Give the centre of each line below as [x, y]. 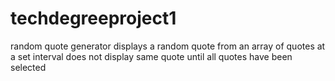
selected [28, 67]
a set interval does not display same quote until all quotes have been [151, 56]
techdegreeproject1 [93, 18]
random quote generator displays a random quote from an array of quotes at [168, 46]
